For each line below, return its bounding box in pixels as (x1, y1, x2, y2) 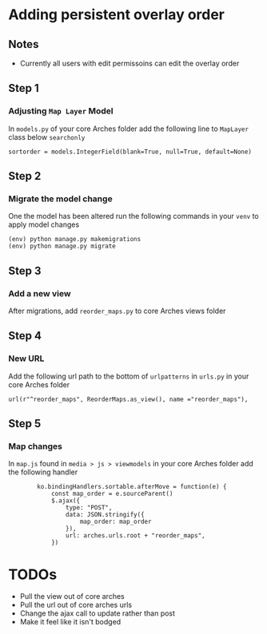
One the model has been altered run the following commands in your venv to (8, 212, 259, 221)
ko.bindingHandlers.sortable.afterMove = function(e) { (37, 483, 227, 491)
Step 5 (8, 417, 42, 430)
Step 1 (8, 81, 40, 95)
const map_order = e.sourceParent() (50, 489, 173, 498)
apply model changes (8, 220, 80, 229)
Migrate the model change (8, 193, 114, 204)
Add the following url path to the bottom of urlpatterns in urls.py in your (8, 371, 249, 381)
